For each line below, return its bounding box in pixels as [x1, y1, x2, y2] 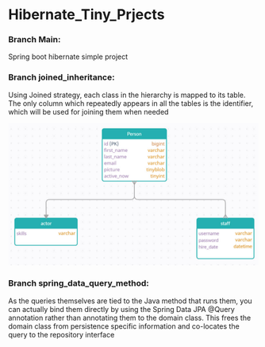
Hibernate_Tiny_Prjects [8, 6, 165, 24]
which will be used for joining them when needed [8, 107, 169, 116]
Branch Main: [8, 34, 61, 45]
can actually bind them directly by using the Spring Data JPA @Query [8, 304, 236, 314]
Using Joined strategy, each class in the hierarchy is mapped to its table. [8, 90, 246, 99]
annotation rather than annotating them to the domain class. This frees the [8, 313, 252, 322]
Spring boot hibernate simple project [8, 52, 129, 61]
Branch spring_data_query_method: [8, 278, 149, 289]
